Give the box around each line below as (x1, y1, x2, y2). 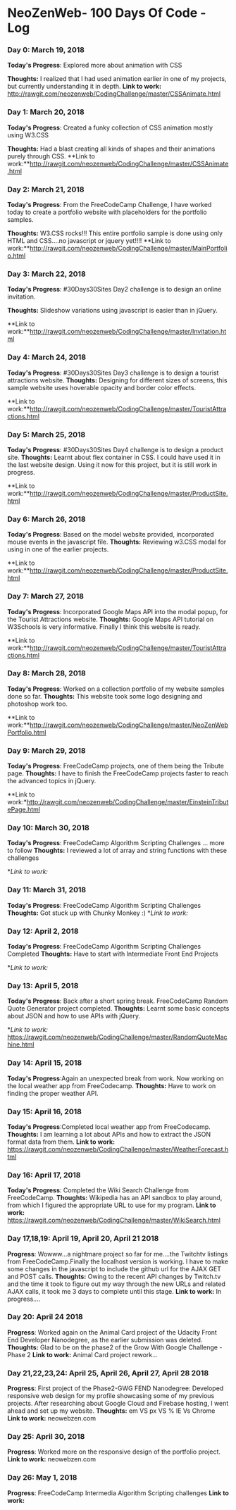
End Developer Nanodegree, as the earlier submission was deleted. (7, 1335, 203, 1344)
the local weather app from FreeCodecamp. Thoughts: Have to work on (7, 1081, 216, 1090)
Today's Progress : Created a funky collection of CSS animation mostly (7, 123, 213, 132)
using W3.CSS (7, 130, 49, 139)
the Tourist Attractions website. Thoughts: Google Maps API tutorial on (7, 615, 213, 623)
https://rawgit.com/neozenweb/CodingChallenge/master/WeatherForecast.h (7, 1144, 229, 1153)
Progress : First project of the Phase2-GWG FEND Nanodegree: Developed (7, 1384, 224, 1392)
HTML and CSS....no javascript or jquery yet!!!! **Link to (7, 237, 171, 245)
